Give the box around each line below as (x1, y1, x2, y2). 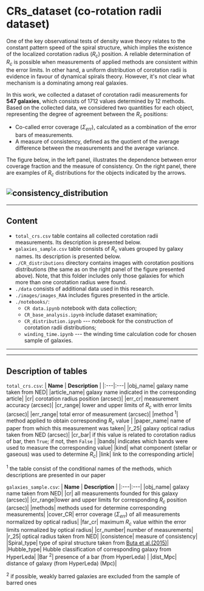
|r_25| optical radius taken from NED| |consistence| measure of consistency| (6, 533, 198, 540)
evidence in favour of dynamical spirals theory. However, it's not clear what (6, 72, 195, 80)
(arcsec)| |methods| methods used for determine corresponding (6, 504, 167, 511)
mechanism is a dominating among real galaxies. (6, 79, 129, 86)
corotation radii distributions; (24, 324, 97, 331)
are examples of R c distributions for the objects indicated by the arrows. (6, 169, 186, 178)
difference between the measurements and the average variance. (15, 144, 179, 152)
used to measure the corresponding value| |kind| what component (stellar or (6, 444, 197, 452)
